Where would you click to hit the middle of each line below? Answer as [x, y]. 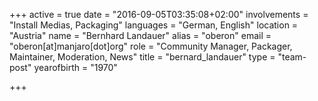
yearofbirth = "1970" [75, 67]
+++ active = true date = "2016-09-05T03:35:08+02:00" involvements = [159, 14]
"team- [292, 57]
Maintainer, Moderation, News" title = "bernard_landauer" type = [142, 57]
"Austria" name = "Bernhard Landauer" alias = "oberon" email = [140, 35]
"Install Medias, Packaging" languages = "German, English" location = [154, 25]
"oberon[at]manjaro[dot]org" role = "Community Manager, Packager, [151, 46]
